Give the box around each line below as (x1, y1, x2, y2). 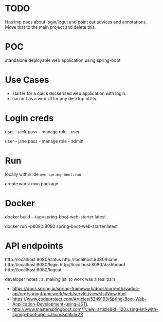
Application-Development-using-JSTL (12, 301, 89, 307)
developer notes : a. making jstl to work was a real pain (5, 276, 115, 282)
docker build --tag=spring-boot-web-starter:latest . (5, 214, 109, 219)
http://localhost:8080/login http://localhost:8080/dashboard (5, 261, 126, 268)
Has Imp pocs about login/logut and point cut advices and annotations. (5, 19, 147, 25)
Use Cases (5, 74, 50, 86)
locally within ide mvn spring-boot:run (5, 171, 81, 177)
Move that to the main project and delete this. (5, 24, 96, 30)
